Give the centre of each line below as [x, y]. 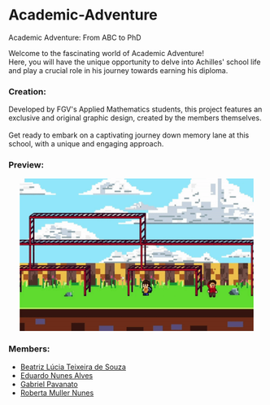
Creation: [27, 91]
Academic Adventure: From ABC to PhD [75, 37]
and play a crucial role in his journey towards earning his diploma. [118, 70]
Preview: [26, 165]
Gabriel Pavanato [49, 384]
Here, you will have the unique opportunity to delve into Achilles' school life [135, 62]
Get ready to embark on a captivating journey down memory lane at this [129, 135]
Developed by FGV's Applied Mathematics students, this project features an [135, 109]
